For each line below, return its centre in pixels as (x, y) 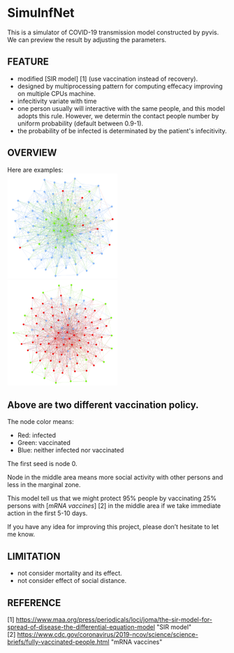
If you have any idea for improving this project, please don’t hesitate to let (113, 527)
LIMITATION (34, 556)
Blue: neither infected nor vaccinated (71, 451)
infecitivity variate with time (57, 101)
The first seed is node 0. (42, 464)
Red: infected (37, 435)
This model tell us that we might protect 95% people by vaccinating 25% (112, 498)
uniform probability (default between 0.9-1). (80, 123)
